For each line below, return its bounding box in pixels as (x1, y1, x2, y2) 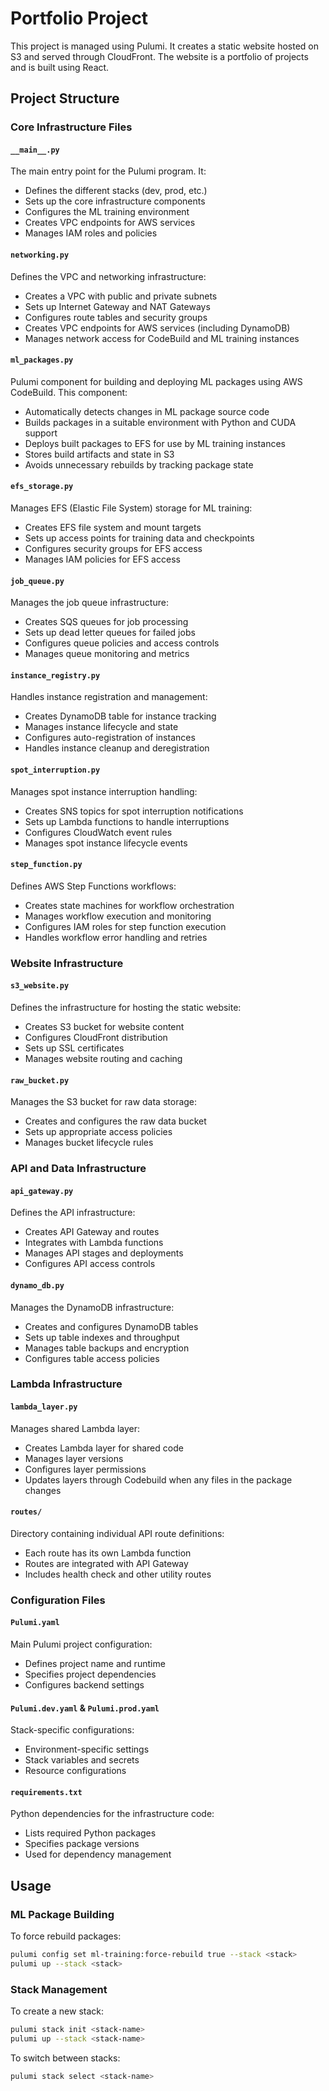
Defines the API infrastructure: (10, 1207, 136, 1219)
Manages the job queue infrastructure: (10, 597, 169, 609)
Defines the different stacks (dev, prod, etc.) (24, 185, 208, 197)
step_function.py (10, 860, 83, 870)
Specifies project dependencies (24, 1668, 157, 1680)
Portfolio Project (10, 7, 149, 30)
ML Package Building (10, 1907, 115, 1921)
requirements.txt (10, 1787, 83, 1797)
